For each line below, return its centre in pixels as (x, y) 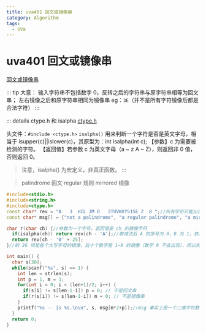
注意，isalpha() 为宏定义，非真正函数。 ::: (74, 170)
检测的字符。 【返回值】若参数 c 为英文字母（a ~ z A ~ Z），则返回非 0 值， (101, 149)
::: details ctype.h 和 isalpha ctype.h (51, 121)
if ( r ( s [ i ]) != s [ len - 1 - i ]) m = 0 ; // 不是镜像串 (84, 297)
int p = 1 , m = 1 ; (41, 279)
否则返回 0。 (22, 157)
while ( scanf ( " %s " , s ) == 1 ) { (50, 268)
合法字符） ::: (23, 108)
